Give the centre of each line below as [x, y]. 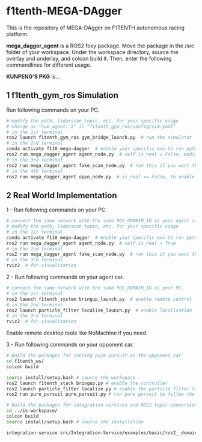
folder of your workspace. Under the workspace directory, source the [92, 52]
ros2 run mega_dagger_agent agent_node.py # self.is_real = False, [94, 154]
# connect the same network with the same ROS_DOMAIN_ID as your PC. [95, 288]
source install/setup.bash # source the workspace [71, 377]
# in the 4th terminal [35, 171]
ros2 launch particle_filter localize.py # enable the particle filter [98, 389]
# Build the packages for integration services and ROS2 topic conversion [102, 405]
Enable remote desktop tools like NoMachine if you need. [77, 333]
